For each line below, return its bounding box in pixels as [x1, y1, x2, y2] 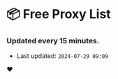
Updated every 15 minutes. [6, 36, 100, 46]
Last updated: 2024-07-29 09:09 [16, 52, 109, 60]
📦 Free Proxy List [6, 6, 111, 22]
